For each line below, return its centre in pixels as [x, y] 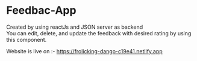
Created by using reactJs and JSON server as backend [75, 27]
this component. [27, 39]
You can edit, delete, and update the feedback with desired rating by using [99, 33]
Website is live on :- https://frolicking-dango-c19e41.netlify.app [84, 51]
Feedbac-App [41, 10]
